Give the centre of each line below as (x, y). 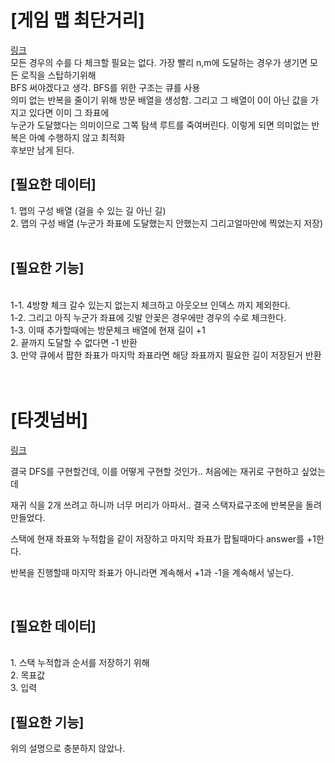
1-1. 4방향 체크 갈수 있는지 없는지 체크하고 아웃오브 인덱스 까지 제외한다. (150, 305)
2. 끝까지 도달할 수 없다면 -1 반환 (74, 342)
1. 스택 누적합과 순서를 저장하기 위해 (80, 663)
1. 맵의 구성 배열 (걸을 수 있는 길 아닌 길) (88, 210)
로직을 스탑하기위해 (58, 75)
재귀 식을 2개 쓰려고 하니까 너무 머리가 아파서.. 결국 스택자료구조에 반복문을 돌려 (166, 505)
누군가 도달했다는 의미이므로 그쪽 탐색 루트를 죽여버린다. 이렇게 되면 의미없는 (160, 125)
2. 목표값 (28, 675)
